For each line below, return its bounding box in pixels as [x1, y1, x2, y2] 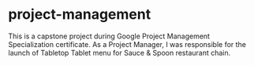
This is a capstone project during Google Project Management [8, 31, 211, 41]
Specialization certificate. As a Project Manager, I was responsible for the [8, 39, 247, 49]
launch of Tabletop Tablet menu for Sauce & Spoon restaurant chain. [8, 48, 231, 57]
